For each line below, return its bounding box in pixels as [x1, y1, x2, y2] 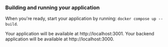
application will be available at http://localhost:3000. [5, 36, 114, 42]
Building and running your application [5, 4, 100, 11]
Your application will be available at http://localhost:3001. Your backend [5, 31, 154, 37]
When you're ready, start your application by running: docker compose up [5, 16, 156, 22]
